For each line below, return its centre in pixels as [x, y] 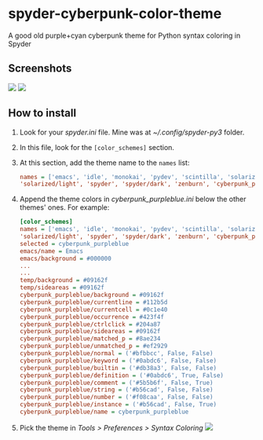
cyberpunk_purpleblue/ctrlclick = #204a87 [90, 324]
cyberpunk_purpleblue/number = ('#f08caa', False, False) [116, 398]
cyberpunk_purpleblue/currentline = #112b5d [93, 302]
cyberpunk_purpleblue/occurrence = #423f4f [92, 317]
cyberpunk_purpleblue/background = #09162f [92, 295]
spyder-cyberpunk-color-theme [115, 14]
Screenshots [40, 69]
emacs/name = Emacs [51, 251]
